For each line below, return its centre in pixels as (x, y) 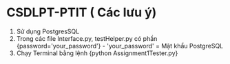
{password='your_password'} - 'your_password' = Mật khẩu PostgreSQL (120, 46)
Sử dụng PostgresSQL (48, 31)
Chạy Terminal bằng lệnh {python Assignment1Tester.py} (97, 53)
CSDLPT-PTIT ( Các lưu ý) (82, 13)
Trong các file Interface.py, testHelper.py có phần (87, 38)
